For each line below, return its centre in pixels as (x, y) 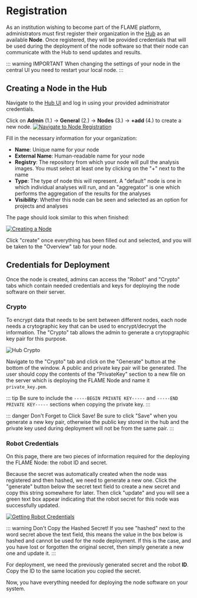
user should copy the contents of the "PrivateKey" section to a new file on (96, 374)
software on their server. (36, 292)
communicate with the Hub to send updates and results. (74, 52)
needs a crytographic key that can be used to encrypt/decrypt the (86, 326)
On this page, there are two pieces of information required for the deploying (98, 456)
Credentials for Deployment (58, 265)
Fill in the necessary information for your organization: (72, 138)
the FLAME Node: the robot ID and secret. (57, 463)
